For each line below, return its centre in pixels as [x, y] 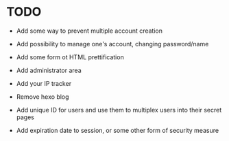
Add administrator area [49, 70]
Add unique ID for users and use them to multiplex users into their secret [119, 110]
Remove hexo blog [43, 97]
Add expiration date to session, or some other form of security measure [118, 130]
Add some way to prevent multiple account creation [89, 31]
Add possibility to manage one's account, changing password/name [112, 44]
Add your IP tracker [44, 83]
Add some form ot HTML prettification [70, 57]
